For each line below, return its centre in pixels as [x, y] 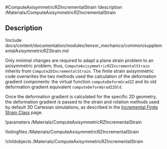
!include [13, 40]
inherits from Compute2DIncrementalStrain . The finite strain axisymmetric [80, 71]
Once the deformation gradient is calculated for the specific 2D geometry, [81, 96]
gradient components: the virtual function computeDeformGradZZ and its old [81, 81]
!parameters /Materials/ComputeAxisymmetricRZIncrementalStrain [74, 122]
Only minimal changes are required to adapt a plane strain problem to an [79, 60]
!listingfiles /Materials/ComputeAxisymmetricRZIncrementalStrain [72, 132]
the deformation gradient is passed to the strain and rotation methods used [82, 102]
